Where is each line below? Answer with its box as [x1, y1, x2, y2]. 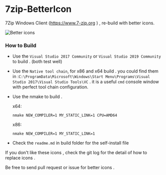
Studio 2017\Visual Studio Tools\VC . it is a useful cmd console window [12, 79, 159, 85]
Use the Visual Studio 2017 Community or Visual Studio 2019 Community [12, 53, 162, 59]
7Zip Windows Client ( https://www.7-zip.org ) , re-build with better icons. [5, 20, 155, 26]
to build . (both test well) [12, 59, 63, 65]
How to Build [5, 42, 36, 49]
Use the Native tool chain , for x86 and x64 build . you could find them [12, 68, 159, 74]
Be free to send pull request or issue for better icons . [5, 165, 115, 171]
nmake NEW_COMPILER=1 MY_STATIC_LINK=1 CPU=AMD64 [12, 113, 118, 118]
